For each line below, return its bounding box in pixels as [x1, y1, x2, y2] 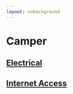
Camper [6, 34, 47, 48]
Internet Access [6, 78, 67, 88]
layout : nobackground [6, 8, 60, 15]
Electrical [6, 58, 42, 68]
